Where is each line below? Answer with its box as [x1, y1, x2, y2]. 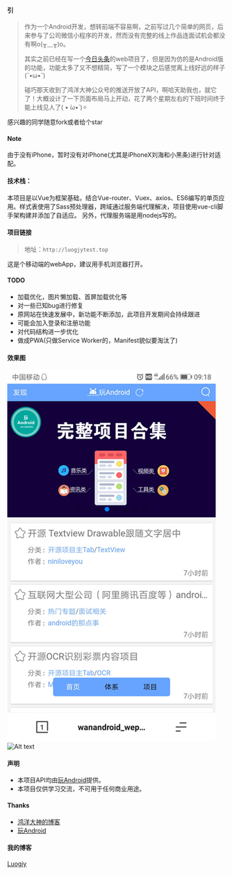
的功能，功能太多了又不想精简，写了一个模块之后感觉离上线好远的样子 [24, 63, 226, 72]
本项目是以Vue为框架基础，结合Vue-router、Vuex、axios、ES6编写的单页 [7, 193, 219, 201]
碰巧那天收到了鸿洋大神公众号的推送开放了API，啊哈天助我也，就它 [24, 86, 217, 94]
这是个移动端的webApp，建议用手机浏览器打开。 [7, 259, 147, 268]
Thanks [7, 801, 30, 809]
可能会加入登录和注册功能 [17, 319, 91, 327]
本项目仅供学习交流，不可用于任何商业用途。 [17, 784, 146, 793]
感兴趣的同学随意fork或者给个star [7, 118, 103, 126]
